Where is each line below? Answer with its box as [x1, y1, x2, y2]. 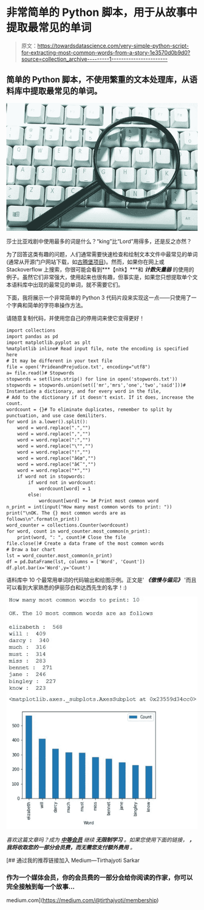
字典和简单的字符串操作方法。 [11, 301, 86, 309]
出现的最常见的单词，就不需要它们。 [32, 281, 123, 288]
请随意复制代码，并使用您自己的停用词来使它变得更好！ [6, 314, 144, 321]
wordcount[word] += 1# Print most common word [38, 497, 159, 504]
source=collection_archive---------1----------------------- [21, 55, 168, 63]
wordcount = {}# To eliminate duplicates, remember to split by [6, 406, 172, 413]
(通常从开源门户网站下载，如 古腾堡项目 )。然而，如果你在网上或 [6, 258, 165, 265]
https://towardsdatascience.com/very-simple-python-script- [37, 42, 189, 49]
